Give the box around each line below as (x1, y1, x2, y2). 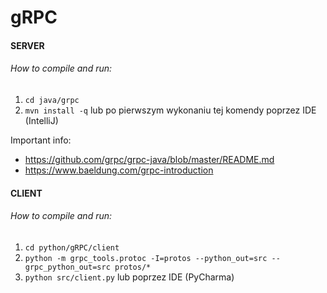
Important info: (10, 134, 72, 146)
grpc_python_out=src (24, 262, 111, 272)
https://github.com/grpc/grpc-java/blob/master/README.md (24, 153, 275, 165)
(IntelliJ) (24, 114, 59, 126)
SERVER (10, 39, 45, 51)
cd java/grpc (24, 95, 80, 105)
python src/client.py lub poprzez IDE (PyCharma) (24, 271, 235, 283)
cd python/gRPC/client (24, 242, 120, 253)
